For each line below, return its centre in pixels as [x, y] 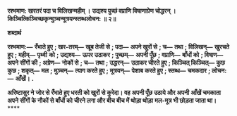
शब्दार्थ [14, 33]
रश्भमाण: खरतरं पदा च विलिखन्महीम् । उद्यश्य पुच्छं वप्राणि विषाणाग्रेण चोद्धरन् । [92, 11]
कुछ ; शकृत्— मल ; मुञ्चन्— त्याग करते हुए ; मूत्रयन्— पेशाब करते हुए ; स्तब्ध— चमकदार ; [109, 71]
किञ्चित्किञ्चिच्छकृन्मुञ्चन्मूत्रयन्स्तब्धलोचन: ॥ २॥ [62, 19]
